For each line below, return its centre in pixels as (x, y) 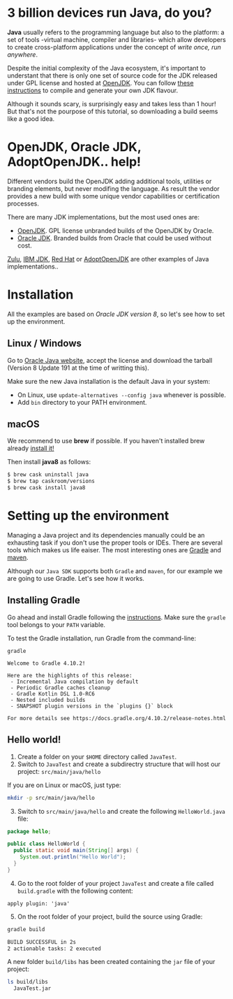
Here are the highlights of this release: (70, 675)
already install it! (31, 448)
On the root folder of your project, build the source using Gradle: (110, 917)
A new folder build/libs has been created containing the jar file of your (111, 962)
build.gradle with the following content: (75, 891)
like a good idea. (31, 118)
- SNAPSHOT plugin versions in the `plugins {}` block (91, 706)
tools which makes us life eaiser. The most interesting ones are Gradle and (114, 550)
